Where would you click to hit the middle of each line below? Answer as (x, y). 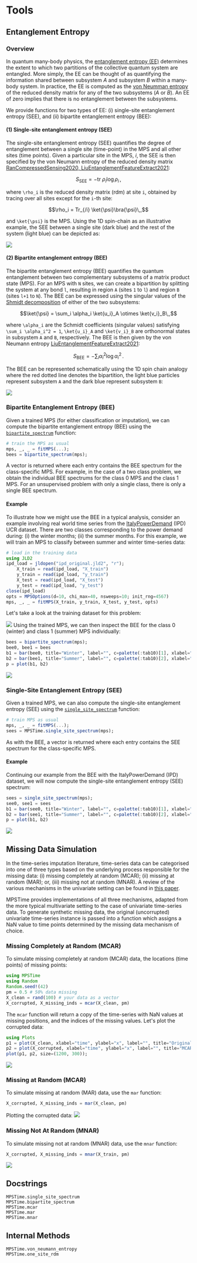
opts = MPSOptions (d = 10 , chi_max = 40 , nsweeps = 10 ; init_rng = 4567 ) (88, 597)
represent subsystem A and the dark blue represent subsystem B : (84, 381)
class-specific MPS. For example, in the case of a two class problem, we (94, 472)
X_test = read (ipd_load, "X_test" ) (60, 580)
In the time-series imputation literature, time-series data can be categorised (98, 863)
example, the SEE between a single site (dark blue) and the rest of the (90, 227)
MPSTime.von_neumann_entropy (42, 1249)
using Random (22, 981)
